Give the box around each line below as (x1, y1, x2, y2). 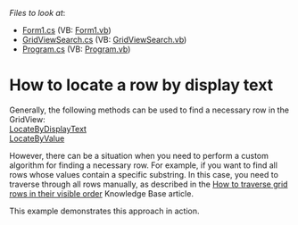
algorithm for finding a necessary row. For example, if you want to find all (9, 160, 278, 171)
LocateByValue (9, 133, 65, 144)
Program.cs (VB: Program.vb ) (21, 44, 131, 54)
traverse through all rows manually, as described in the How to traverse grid (9, 179, 288, 189)
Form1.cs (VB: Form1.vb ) (21, 25, 112, 35)
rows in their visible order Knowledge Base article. (9, 187, 195, 199)
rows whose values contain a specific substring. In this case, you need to (9, 169, 279, 179)
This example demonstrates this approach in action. (9, 205, 200, 216)
